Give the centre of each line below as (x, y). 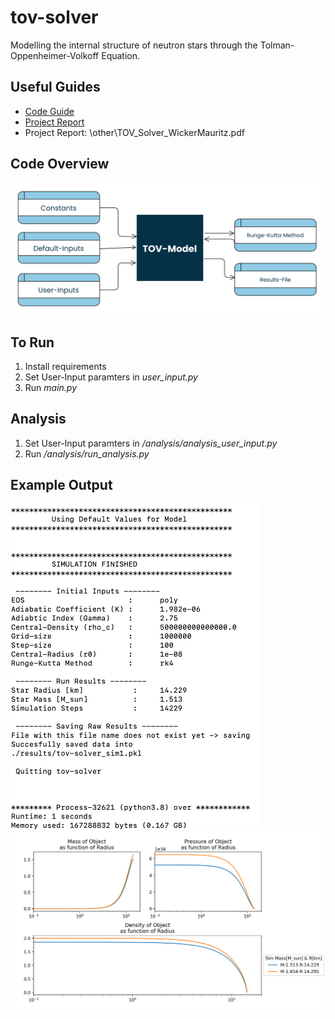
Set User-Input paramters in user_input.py (111, 377)
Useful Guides (55, 87)
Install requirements (65, 367)
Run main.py (51, 388)
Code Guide (49, 111)
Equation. (121, 55)
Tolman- (277, 45)
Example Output (61, 485)
